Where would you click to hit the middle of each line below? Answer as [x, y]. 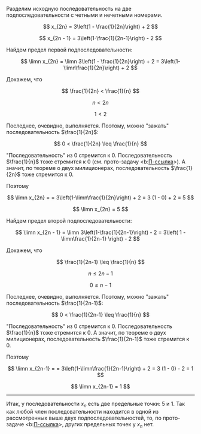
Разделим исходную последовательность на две [69, 9]
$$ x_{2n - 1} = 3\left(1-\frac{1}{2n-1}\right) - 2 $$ [100, 38]
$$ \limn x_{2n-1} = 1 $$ [100, 386]
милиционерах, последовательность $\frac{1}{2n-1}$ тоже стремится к [98, 339]
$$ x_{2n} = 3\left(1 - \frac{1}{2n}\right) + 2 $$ [100, 27]
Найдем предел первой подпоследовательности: [69, 50]
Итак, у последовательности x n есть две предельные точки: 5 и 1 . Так [96, 405]
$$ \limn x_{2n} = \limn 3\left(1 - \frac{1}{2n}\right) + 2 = [90, 61]
